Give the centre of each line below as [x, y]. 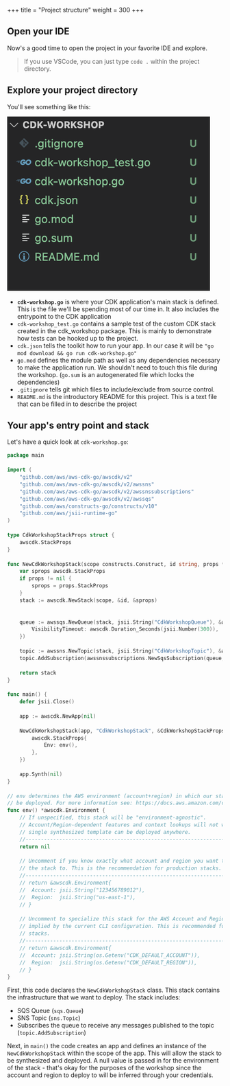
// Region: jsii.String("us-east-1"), [78, 897]
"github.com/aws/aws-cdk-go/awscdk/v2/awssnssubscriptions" [107, 491]
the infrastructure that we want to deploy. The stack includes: [94, 997]
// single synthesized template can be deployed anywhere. [105, 832]
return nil [35, 847]
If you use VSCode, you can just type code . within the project [112, 61]
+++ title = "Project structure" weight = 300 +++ [76, 10]
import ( [20, 470]
